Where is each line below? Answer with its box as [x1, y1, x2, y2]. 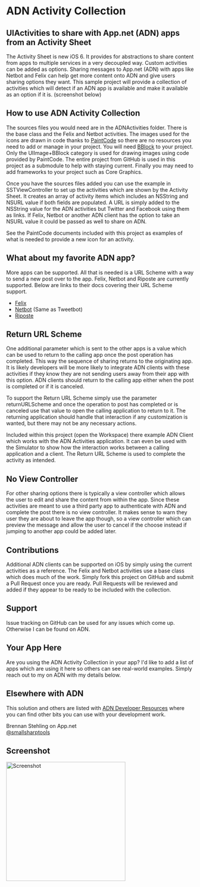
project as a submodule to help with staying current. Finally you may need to [6, 162, 193, 169]
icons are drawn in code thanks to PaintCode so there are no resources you [6, 136, 192, 144]
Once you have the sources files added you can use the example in [6, 180, 171, 187]
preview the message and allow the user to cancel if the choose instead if [6, 521, 187, 528]
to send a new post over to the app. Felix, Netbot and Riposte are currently [6, 275, 189, 282]
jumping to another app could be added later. [6, 528, 117, 535]
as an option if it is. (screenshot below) [6, 91, 102, 98]
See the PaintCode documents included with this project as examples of [6, 229, 183, 236]
